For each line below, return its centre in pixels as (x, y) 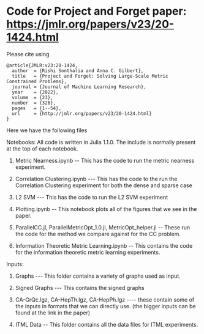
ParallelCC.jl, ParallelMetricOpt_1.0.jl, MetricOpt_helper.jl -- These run (103, 227)
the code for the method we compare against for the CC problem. (98, 234)
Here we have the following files (47, 130)
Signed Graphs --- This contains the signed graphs (80, 288)
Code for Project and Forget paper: (96, 11)
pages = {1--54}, (37, 108)
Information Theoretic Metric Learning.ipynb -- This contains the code (104, 245)
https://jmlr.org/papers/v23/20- (90, 24)
